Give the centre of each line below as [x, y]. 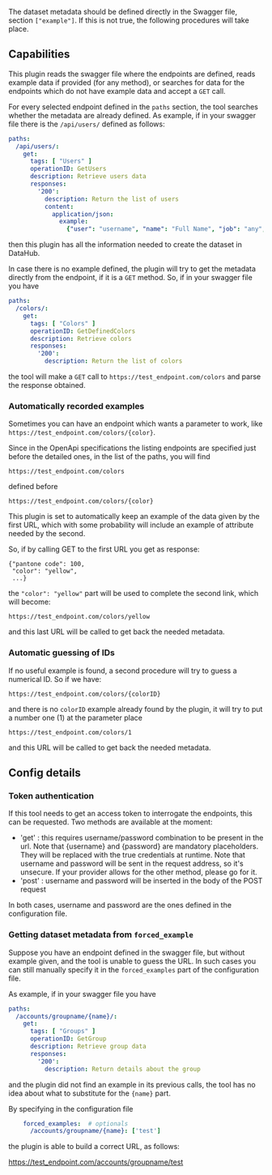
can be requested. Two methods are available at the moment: [110, 822]
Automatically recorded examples [76, 406]
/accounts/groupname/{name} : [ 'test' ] [95, 1131]
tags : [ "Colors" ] [62, 323]
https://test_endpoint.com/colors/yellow [79, 617]
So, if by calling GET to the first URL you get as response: [104, 549]
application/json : [83, 214]
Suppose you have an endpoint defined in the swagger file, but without [127, 952]
